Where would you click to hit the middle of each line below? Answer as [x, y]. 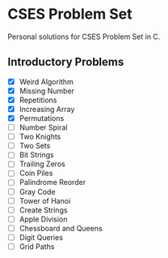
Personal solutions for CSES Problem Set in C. [84, 37]
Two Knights [40, 137]
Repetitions [38, 100]
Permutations [42, 118]
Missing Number [46, 91]
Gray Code [37, 191]
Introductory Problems [66, 62]
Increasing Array [47, 109]
